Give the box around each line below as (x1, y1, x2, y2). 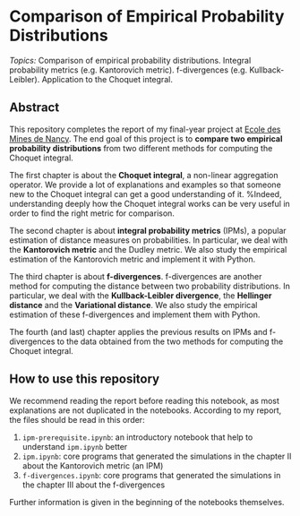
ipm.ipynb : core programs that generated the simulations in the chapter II (21, 451, 292, 461)
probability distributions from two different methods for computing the (9, 142, 273, 153)
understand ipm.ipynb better (21, 441, 128, 451)
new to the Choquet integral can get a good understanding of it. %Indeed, (9, 188, 282, 199)
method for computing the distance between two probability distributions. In (9, 280, 291, 291)
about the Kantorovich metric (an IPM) (21, 460, 164, 471)
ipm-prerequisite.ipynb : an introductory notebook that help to (21, 432, 253, 443)
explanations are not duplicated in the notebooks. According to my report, (9, 405, 282, 416)
